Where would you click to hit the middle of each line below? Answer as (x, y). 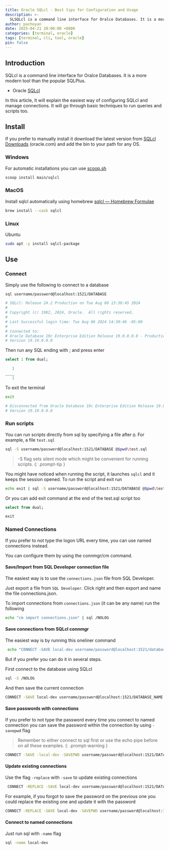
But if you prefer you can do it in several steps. (54, 659)
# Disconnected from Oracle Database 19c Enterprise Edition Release (80, 406)
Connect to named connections (39, 822)
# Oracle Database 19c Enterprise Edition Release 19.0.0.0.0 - (74, 336)
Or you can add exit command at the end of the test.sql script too (73, 498)
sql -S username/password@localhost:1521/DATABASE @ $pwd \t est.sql (76, 449)
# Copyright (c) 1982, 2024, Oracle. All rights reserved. (70, 313)
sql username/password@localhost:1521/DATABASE (56, 294)
